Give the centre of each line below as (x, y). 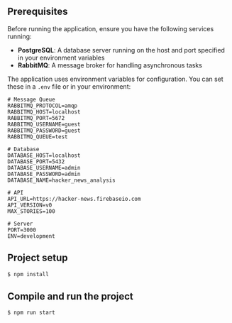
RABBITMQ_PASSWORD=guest (44, 131)
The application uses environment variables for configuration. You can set (115, 79)
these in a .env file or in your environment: (69, 86)
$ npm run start (31, 313)
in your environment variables (61, 58)
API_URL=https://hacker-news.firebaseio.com (74, 199)
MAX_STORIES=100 (31, 211)
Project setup (38, 258)
